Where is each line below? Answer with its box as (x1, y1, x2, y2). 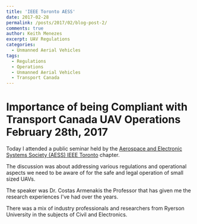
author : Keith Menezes (6, 31, 62, 37)
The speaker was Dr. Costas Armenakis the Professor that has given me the (6, 187, 192, 194)
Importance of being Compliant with (6, 100, 188, 114)
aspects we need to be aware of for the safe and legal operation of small (6, 169, 184, 177)
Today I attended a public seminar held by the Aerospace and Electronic (6, 145, 183, 152)
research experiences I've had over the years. (6, 193, 119, 200)
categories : (6, 42, 36, 48)
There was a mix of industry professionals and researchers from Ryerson (6, 205, 185, 212)
